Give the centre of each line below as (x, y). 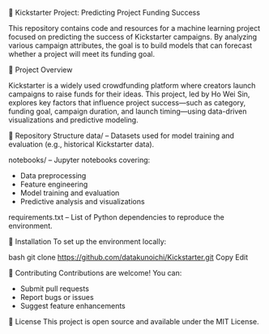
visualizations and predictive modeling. (74, 120)
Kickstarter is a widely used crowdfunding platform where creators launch (132, 86)
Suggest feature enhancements (73, 306)
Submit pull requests (54, 289)
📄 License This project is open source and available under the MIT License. (134, 321)
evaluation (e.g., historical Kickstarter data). (81, 144)
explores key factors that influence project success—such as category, (127, 103)
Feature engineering (54, 184)
